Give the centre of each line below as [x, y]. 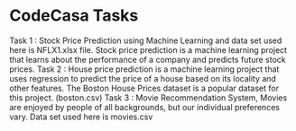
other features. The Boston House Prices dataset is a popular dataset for [144, 88]
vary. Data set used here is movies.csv [81, 117]
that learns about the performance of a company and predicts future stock [148, 59]
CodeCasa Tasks [74, 16]
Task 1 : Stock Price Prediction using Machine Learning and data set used [146, 40]
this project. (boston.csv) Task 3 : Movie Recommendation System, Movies [148, 97]
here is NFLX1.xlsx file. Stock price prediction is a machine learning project [148, 49]
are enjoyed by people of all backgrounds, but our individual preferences [144, 107]
